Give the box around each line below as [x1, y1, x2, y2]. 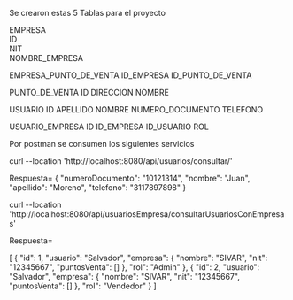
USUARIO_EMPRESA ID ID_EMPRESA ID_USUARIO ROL [9, 121, 210, 132]
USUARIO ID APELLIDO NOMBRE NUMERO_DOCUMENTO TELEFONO [9, 104, 264, 114]
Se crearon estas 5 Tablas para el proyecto [9, 8, 166, 18]
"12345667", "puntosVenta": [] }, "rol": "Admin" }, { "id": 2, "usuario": [9, 262, 260, 273]
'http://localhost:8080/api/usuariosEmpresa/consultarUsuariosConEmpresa [9, 209, 285, 219]
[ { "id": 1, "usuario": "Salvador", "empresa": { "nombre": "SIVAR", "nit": [9, 252, 268, 263]
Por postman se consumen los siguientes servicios [9, 139, 195, 149]
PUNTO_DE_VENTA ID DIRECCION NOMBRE [9, 88, 170, 97]
